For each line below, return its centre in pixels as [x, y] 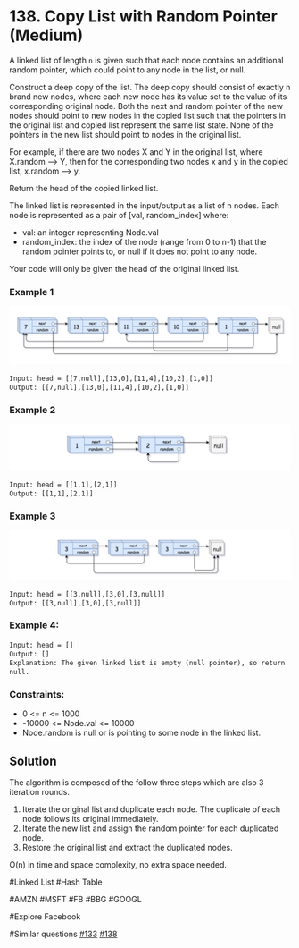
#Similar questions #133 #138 [63, 934]
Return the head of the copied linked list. [84, 188]
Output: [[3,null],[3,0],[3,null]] [75, 603]
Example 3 [33, 516]
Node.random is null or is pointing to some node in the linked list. [141, 733]
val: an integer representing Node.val [90, 232]
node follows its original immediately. [90, 818]
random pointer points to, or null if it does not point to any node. [140, 251]
